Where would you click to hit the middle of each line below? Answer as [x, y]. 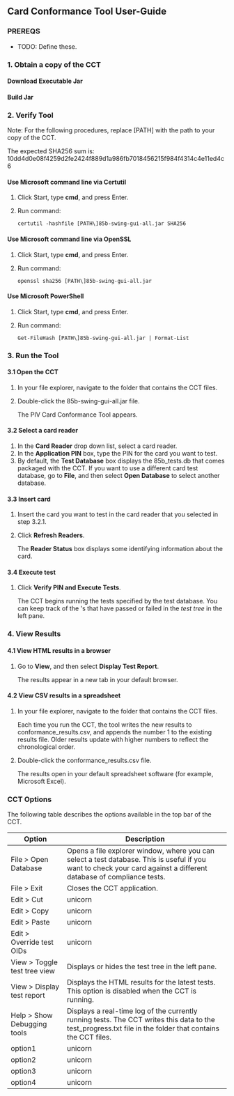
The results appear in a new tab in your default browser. [98, 679]
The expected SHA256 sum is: [51, 151]
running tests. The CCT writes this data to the [141, 1020]
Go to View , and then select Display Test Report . [88, 666]
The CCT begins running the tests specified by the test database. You [117, 601]
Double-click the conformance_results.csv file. [84, 760]
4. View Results [34, 634]
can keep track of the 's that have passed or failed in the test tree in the [120, 608]
